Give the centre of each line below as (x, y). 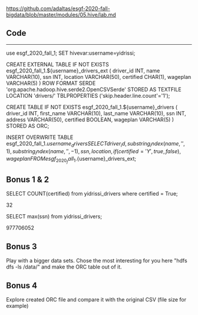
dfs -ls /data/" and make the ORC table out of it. (64, 267)
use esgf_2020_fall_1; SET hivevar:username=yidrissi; (71, 53)
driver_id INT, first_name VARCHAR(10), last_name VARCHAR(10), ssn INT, (96, 113)
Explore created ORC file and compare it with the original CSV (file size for (96, 299)
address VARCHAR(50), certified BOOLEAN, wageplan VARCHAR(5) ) (90, 120)
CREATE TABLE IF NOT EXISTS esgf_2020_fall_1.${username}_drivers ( (92, 107)
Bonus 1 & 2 (27, 179)
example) (17, 306)
